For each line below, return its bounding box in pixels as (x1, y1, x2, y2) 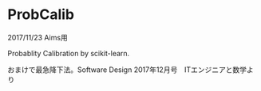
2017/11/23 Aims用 (7, 32, 69, 42)
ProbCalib (7, 6, 75, 24)
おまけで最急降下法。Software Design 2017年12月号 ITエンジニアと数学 (7, 65, 247, 74)
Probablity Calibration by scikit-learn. (7, 48, 130, 58)
